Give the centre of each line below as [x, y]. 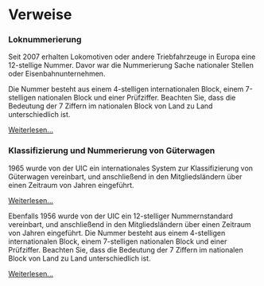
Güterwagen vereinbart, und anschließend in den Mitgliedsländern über [125, 176]
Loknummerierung [45, 40]
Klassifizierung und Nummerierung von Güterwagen [112, 151]
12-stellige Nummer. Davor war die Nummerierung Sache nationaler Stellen [131, 65]
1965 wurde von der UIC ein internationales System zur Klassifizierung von [130, 168]
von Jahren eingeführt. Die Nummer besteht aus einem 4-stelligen [117, 233]
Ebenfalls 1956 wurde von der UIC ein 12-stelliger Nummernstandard [120, 216]
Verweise [40, 15]
